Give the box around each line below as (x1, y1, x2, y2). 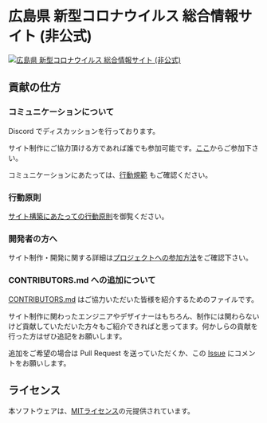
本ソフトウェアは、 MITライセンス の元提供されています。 (8, 406, 195, 416)
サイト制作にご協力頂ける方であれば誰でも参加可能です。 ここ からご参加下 (8, 143, 253, 152)
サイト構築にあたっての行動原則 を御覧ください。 (8, 211, 169, 221)
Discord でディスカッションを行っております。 (8, 126, 160, 135)
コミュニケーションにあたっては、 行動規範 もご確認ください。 (8, 170, 213, 179)
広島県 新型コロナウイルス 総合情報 (8, 7, 239, 25)
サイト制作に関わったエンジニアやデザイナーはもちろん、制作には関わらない (8, 311, 260, 321)
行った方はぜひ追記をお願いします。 (8, 331, 127, 341)
